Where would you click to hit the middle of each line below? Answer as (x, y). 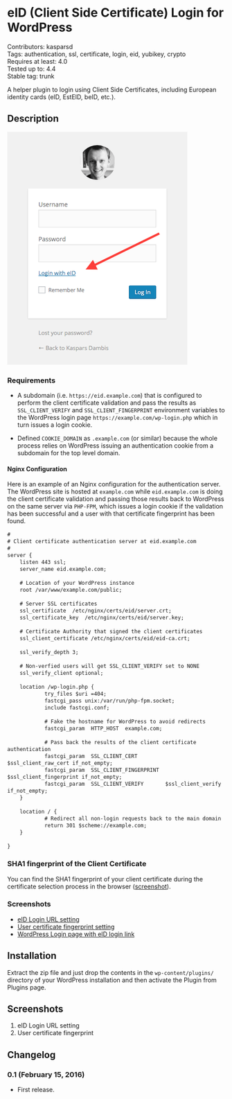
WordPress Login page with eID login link (76, 934)
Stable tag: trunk (31, 76)
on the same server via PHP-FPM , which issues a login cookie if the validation (115, 507)
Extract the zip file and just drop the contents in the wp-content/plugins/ (110, 972)
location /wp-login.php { (57, 687)
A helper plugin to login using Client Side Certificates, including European (112, 89)
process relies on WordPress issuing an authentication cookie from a (115, 446)
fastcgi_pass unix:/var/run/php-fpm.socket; (109, 701)
